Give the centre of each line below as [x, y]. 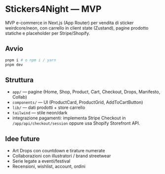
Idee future [22, 139]
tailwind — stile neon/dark [40, 113]
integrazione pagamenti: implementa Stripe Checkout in [69, 118]
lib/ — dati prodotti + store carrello [49, 107]
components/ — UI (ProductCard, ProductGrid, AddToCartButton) [78, 103]
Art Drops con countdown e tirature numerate [59, 151]
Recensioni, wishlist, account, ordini [49, 167]
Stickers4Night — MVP [53, 9]
